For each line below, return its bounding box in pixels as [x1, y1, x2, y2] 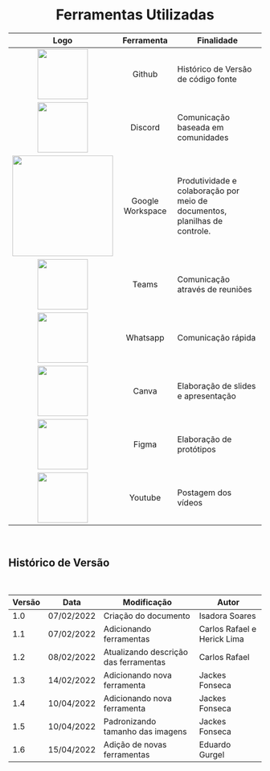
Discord [130, 122, 161, 133]
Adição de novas [103, 739, 167, 750]
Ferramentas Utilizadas [55, 6, 215, 24]
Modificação [122, 596, 173, 608]
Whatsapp [125, 332, 165, 343]
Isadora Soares [198, 610, 256, 621]
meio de [177, 195, 208, 206]
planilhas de [177, 215, 223, 226]
